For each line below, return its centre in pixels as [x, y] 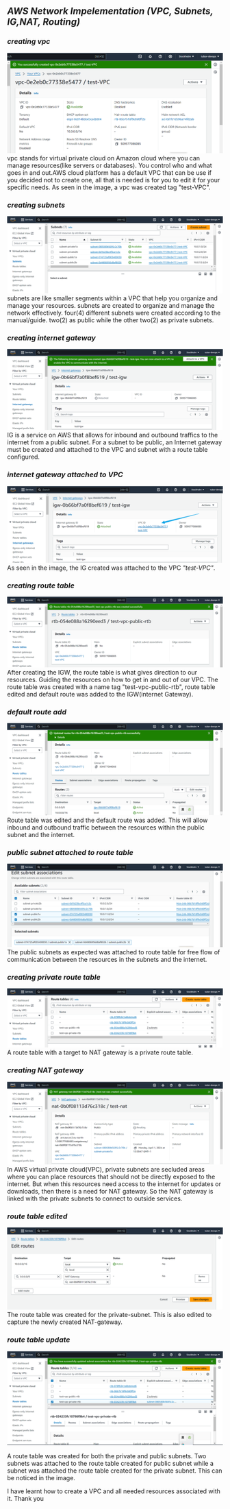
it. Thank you [26, 1499]
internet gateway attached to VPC [65, 474]
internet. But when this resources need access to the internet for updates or [114, 1184]
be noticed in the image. [41, 1478]
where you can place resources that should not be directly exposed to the [111, 1176]
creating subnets [36, 205]
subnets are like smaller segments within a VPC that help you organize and [112, 298]
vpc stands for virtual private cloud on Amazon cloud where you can [104, 158]
